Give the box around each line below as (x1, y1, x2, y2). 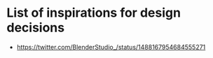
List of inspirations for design (6, 5, 181, 21)
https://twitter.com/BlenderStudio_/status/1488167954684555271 (16, 43, 206, 51)
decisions (6, 20, 64, 36)
